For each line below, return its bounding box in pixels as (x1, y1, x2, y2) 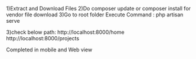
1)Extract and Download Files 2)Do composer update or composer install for (6, 5, 191, 12)
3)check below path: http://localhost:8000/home (6, 29, 125, 36)
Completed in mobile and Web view (6, 46, 93, 53)
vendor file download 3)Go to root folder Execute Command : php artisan (6, 11, 184, 18)
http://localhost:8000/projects (6, 35, 80, 41)
